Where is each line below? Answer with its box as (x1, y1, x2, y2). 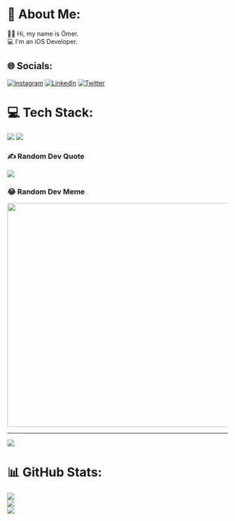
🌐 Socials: (7, 60, 53, 72)
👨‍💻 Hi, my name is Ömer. (7, 29, 79, 38)
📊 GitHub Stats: (7, 464, 103, 480)
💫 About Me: (7, 6, 81, 22)
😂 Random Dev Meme (7, 187, 85, 197)
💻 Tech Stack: (7, 104, 94, 120)
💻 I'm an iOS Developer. (7, 37, 78, 45)
